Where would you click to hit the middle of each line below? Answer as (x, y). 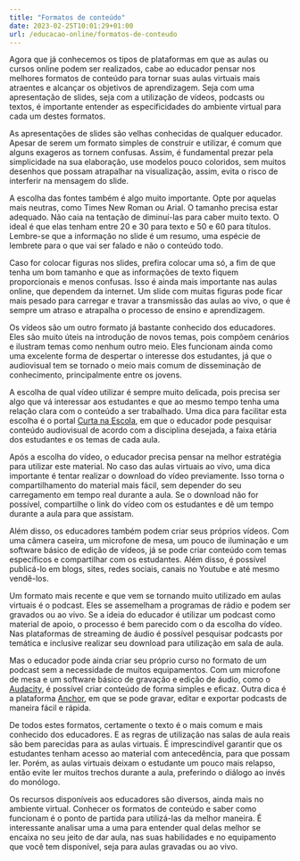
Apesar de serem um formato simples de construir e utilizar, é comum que (146, 143)
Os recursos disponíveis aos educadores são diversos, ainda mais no (137, 799)
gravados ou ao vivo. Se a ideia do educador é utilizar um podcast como (142, 615)
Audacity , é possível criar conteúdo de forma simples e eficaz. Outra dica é (148, 689)
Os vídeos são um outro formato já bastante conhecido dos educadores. (142, 327)
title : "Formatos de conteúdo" (67, 17)
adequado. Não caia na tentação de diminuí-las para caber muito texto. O (144, 217)
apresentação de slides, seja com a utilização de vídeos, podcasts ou (137, 97)
